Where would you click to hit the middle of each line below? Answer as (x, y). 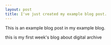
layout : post (18, 9)
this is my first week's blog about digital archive (54, 37)
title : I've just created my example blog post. (56, 14)
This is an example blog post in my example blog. (55, 28)
